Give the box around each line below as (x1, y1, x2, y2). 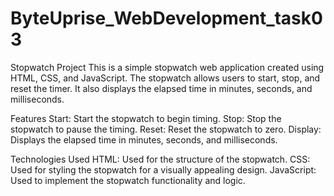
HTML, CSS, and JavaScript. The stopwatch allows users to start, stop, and (10, 72, 321, 84)
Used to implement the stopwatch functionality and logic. (10, 174, 246, 186)
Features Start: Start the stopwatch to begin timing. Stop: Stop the (10, 112, 282, 124)
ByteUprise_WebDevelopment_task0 (10, 7, 323, 30)
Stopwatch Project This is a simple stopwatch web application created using (10, 61, 325, 73)
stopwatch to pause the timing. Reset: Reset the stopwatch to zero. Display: (10, 123, 322, 135)
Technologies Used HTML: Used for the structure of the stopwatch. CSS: (10, 153, 311, 165)
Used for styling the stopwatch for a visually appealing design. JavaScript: (10, 163, 317, 176)
